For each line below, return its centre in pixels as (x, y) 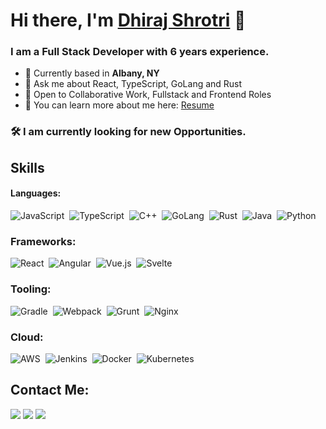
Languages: (36, 193)
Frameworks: (43, 241)
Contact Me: (50, 390)
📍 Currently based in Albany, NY (92, 73)
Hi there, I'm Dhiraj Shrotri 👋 (128, 20)
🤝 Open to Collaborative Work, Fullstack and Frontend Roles (148, 95)
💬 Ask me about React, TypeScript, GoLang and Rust (133, 84)
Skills (27, 167)
